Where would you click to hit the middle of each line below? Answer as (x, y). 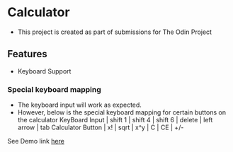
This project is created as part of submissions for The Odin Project (115, 32)
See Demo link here (36, 141)
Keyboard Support (44, 71)
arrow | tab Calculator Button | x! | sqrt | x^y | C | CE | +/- (101, 127)
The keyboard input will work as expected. (79, 105)
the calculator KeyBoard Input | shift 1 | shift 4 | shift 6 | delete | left (115, 120)
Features (27, 54)
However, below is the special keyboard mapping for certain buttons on (122, 112)
